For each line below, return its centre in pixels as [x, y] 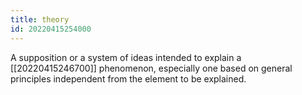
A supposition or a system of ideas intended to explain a [126, 57]
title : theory [40, 19]
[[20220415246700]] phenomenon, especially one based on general [151, 68]
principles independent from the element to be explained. [128, 78]
